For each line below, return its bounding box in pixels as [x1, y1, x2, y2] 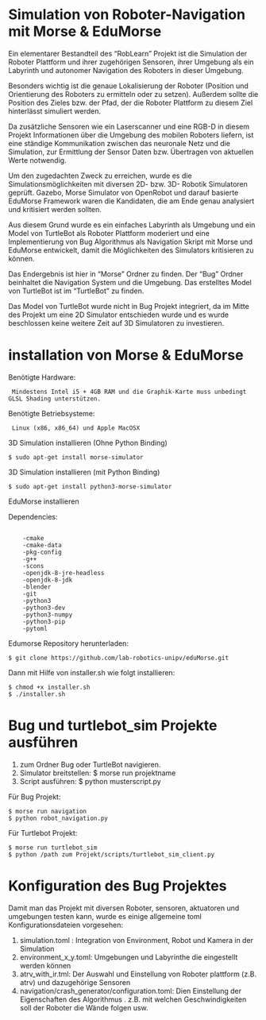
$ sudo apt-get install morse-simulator [8, 453, 145, 462]
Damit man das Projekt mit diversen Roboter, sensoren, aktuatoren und [8, 903, 240, 913]
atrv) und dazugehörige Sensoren [19, 977, 131, 987]
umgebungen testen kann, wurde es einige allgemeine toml [8, 911, 202, 921]
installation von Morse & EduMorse [8, 346, 244, 365]
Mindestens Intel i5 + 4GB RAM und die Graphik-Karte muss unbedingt [11, 388, 247, 396]
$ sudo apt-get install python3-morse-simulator [8, 482, 172, 490]
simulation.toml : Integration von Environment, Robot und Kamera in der [19, 935, 254, 945]
